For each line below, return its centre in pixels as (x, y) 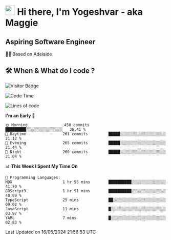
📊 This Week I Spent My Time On (41, 166)
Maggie (22, 23)
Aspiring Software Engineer (50, 42)
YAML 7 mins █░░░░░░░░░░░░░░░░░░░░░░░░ (86, 218)
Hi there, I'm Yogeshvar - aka (80, 12)
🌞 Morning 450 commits (47, 125)
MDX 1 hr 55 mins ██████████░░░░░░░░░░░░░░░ (86, 182)
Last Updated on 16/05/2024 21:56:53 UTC (51, 232)
